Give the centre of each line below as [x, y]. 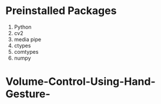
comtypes [26, 51]
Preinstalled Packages [61, 11]
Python [23, 27]
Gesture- [28, 94]
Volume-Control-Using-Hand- [81, 82]
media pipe [28, 39]
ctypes [22, 46]
